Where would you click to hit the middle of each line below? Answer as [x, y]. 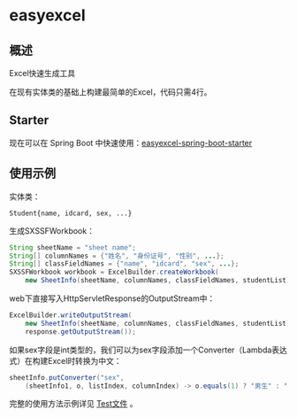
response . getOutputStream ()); [81, 332]
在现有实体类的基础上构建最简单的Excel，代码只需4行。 [110, 92]
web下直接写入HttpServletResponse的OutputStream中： [112, 298]
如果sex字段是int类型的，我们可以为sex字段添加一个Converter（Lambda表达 [148, 350]
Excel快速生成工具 [42, 73]
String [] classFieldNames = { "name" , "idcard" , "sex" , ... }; [124, 264]
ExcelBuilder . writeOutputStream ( [71, 315]
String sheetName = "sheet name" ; [73, 247]
